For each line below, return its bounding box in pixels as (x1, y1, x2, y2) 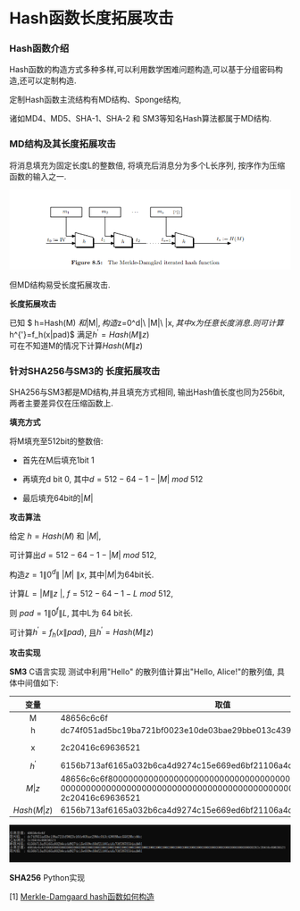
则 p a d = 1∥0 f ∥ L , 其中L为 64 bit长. (9, 606, 134, 618)
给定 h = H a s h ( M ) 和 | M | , (9, 531, 102, 541)
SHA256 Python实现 (9, 872, 86, 882)
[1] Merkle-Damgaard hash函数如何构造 (9, 890, 154, 902)
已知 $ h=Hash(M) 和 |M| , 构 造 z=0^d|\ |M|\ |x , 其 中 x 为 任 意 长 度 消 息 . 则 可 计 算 (9, 318, 284, 329)
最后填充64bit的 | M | (21, 493, 94, 504)
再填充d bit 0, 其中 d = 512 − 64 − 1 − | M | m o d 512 (21, 474, 204, 485)
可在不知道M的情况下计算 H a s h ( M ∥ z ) (9, 340, 143, 351)
